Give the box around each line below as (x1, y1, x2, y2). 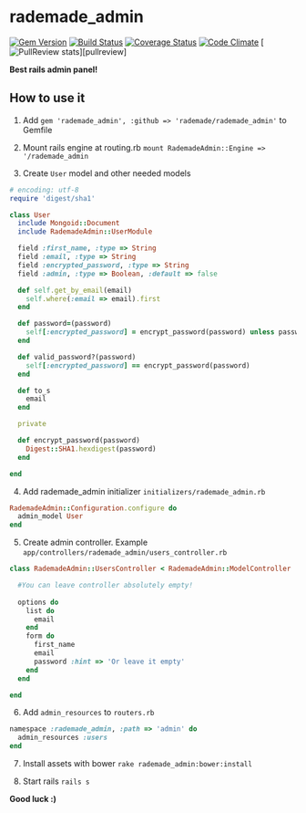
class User (9, 210, 51, 220)
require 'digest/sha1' (9, 193, 96, 203)
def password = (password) (17, 319, 112, 328)
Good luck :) (9, 794, 56, 804)
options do (17, 598, 59, 607)
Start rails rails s (22, 776, 90, 787)
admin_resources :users (17, 733, 107, 743)
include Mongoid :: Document (17, 219, 120, 228)
